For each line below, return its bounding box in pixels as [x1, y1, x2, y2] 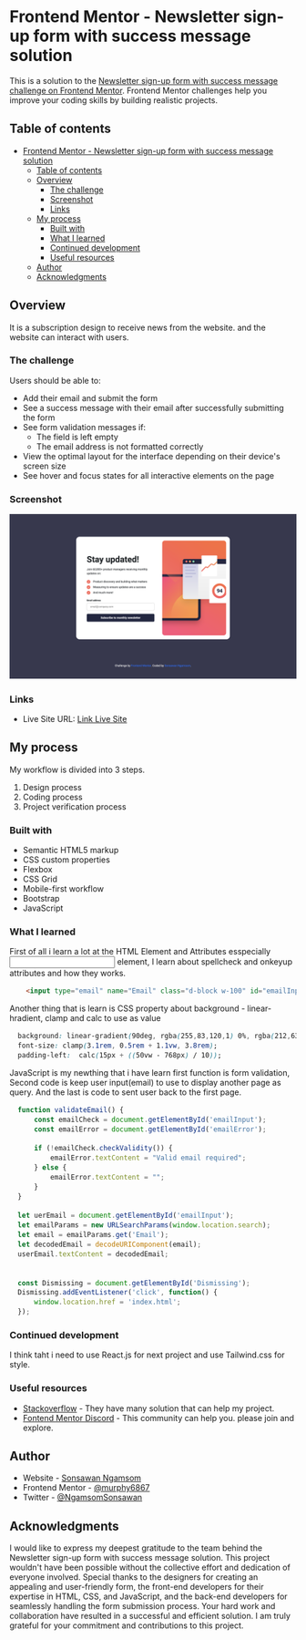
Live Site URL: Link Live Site [22, 713, 127, 724]
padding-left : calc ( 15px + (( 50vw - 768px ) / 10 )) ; [17, 1050, 222, 1059]
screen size [22, 460, 66, 471]
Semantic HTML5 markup [22, 844, 119, 855]
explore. [22, 1422, 54, 1433]
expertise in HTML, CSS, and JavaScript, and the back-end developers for [9, 1591, 289, 1602]
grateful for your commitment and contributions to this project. [9, 1620, 244, 1631]
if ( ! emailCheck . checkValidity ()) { [33, 1144, 173, 1153]
